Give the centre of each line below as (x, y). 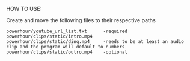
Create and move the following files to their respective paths (81, 20)
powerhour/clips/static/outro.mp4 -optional (67, 52)
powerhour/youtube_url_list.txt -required (67, 31)
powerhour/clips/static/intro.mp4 (50, 36)
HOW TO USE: (24, 9)
